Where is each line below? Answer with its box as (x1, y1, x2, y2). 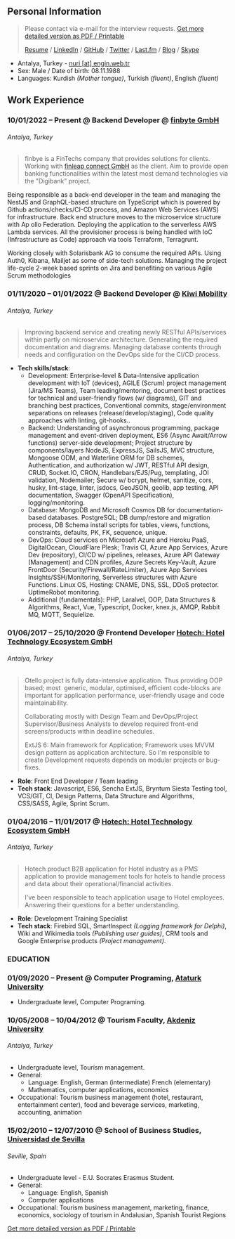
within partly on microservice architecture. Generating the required (24, 335, 218, 344)
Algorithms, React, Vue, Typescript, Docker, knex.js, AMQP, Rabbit (27, 603, 220, 611)
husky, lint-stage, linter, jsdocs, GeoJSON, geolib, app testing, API (27, 484, 219, 492)
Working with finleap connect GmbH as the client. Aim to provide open (24, 162, 229, 171)
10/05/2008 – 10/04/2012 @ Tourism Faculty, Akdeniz (7, 1015, 196, 1025)
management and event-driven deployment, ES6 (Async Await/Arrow (27, 432, 228, 440)
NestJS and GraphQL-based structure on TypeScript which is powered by (7, 198, 221, 207)
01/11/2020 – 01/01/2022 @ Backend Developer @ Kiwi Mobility (7, 289, 228, 299)
